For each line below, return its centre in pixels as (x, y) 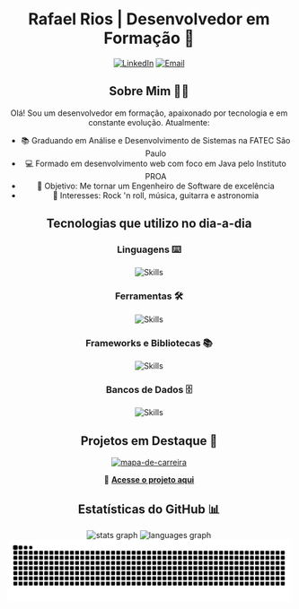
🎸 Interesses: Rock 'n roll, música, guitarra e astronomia (156, 195)
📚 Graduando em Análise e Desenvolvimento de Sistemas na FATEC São (156, 140)
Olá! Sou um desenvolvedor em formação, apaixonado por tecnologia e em (149, 113)
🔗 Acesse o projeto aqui (149, 480)
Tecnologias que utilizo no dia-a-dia (149, 224)
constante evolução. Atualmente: (149, 122)
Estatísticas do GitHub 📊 (149, 509)
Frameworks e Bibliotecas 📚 (149, 343)
